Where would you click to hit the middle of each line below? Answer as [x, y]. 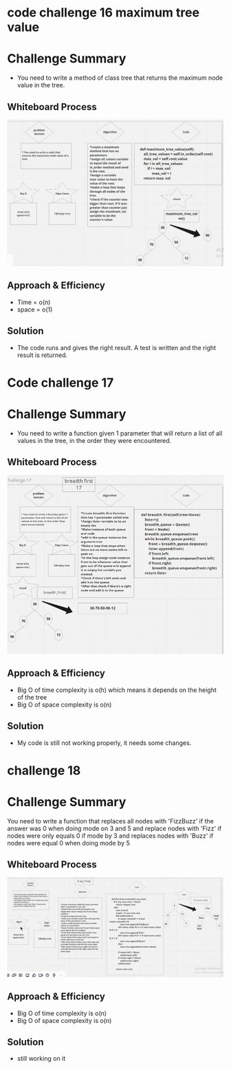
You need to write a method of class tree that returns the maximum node [120, 78]
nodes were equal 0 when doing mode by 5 [69, 843]
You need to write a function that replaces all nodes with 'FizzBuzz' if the [111, 821]
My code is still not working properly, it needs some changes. [104, 743]
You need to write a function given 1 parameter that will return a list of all [120, 433]
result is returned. [42, 355]
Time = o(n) [34, 302]
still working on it [41, 1059]
